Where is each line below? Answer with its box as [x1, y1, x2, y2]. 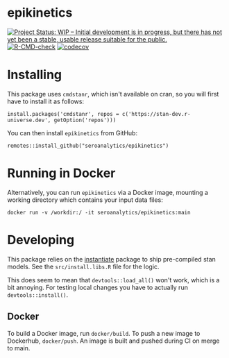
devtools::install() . [7, 290, 69, 299]
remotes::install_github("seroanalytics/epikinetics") [7, 142, 169, 149]
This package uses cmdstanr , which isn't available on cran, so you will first [7, 89, 219, 98]
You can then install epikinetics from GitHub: [7, 128, 137, 137]
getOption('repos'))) [53, 117, 117, 123]
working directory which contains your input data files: [7, 196, 163, 204]
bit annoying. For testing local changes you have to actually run [7, 283, 189, 291]
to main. [7, 343, 31, 352]
